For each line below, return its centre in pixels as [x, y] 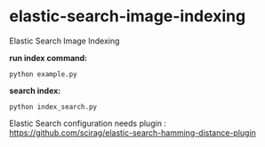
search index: [35, 90]
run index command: [48, 58]
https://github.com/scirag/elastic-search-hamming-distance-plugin [132, 132]
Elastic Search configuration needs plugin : [88, 123]
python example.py [43, 74]
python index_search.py [53, 107]
